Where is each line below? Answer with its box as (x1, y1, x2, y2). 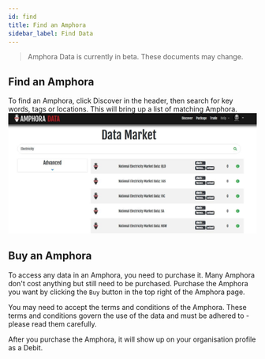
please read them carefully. (8, 319, 97, 328)
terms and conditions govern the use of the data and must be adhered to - (8, 311, 250, 320)
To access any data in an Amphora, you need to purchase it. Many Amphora (8, 270, 255, 280)
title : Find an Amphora (8, 21, 87, 29)
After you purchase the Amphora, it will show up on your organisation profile (8, 334, 256, 344)
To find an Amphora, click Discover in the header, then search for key (8, 96, 233, 106)
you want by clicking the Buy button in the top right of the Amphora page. (8, 287, 246, 297)
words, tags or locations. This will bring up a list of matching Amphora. (8, 104, 238, 114)
